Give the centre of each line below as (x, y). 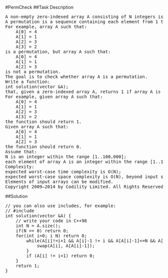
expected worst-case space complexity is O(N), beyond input (82, 177)
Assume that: (21, 152)
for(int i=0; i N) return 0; (51, 236)
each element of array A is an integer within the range (76, 162)
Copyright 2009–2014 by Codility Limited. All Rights (72, 187)
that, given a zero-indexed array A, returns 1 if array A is (83, 92)
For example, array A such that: (46, 27)
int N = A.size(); (38, 226)
